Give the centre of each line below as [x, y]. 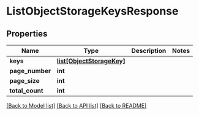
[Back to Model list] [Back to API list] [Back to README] [77, 106]
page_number [30, 71]
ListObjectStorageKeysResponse [92, 11]
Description [149, 51]
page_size [24, 81]
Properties [27, 34]
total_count [26, 91]
